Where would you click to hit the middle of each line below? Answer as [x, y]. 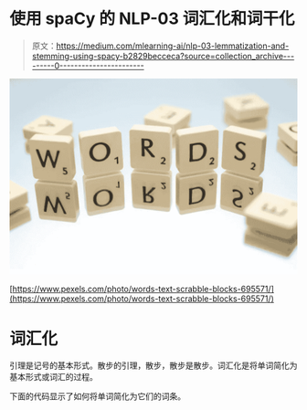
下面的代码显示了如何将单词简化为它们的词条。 [97, 396]
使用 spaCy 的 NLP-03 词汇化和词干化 [152, 19]
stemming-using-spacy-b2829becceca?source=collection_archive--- [163, 56]
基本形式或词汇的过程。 [53, 377]
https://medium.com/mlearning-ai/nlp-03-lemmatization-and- [173, 46]
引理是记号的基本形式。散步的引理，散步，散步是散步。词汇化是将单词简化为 [153, 365]
